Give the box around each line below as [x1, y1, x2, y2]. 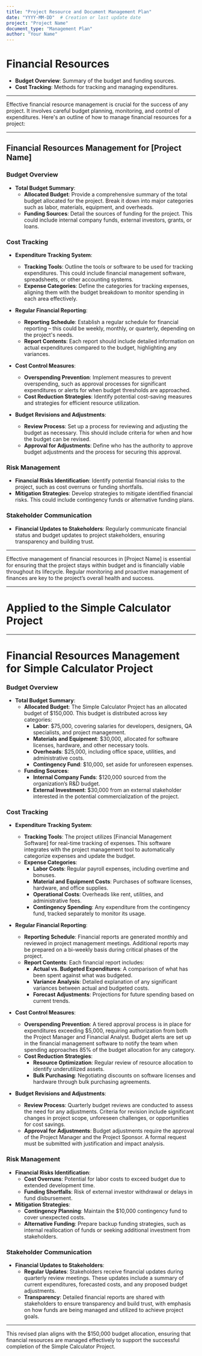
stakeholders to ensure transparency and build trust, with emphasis [23, 1299, 191, 1307]
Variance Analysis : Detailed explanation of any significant [32, 978, 177, 986]
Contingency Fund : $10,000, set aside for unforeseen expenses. [32, 761, 194, 768]
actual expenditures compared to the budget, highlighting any [23, 344, 177, 351]
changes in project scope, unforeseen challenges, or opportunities [23, 1114, 189, 1122]
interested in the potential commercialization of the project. [32, 793, 179, 800]
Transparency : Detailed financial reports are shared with [23, 1293, 165, 1301]
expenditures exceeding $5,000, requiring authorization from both [23, 1027, 188, 1034]
